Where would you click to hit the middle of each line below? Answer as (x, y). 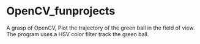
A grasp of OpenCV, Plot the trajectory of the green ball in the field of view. (101, 28)
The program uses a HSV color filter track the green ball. (78, 34)
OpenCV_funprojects (61, 11)
